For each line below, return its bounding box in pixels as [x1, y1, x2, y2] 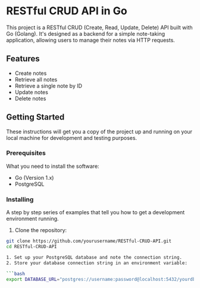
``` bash [6, 271, 26, 277]
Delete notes [14, 95, 46, 102]
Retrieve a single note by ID [14, 82, 82, 89]
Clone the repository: [14, 227, 67, 234]
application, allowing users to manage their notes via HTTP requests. [6, 36, 176, 43]
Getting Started [6, 112, 65, 123]
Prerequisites [6, 149, 46, 157]
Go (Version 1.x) [14, 174, 54, 181]
